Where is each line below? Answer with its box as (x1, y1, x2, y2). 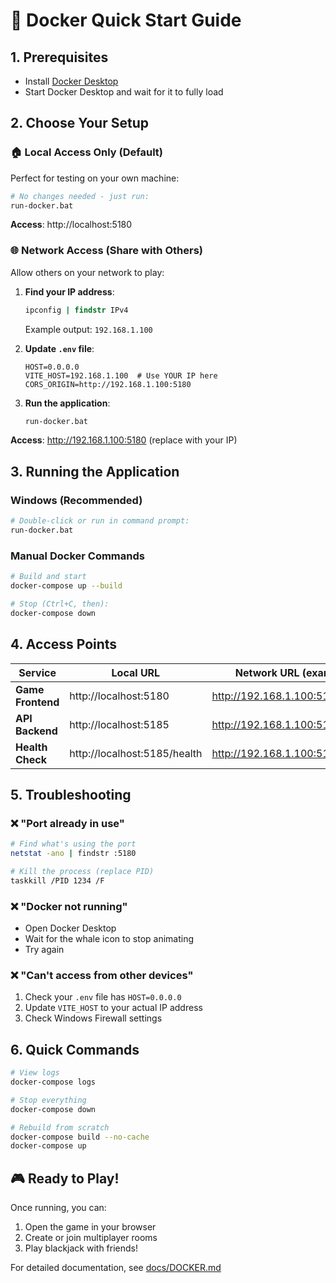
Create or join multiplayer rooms (24, 1232, 158, 1244)
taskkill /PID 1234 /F (10, 875, 105, 886)
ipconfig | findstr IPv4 (24, 305, 129, 315)
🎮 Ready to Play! (10, 1170, 120, 1187)
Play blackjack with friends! (24, 1242, 139, 1254)
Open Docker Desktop (24, 922, 117, 934)
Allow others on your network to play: (10, 266, 165, 278)
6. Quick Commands (10, 1041, 140, 1058)
